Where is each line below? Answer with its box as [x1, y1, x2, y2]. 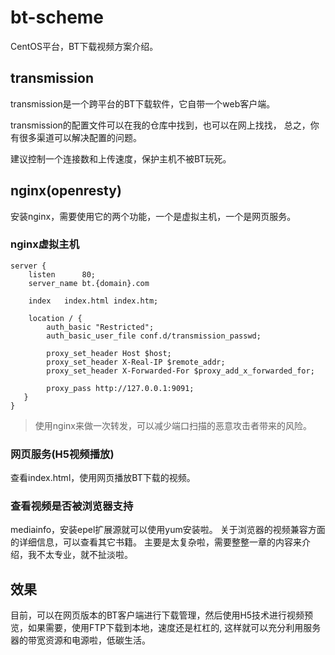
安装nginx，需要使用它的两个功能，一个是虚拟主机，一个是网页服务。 [10, 210, 297, 222]
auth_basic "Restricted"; [46, 322, 155, 332]
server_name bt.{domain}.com [28, 278, 150, 288]
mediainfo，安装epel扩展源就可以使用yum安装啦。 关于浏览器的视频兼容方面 [10, 524, 326, 536]
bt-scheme [10, 6, 105, 29]
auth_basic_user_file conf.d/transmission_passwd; [46, 331, 262, 341]
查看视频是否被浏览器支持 [10, 499, 134, 513]
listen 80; [28, 269, 97, 280]
